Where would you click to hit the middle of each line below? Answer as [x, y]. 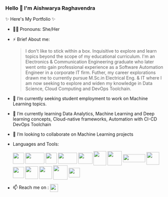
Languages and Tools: [36, 144]
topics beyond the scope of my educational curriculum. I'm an [90, 56]
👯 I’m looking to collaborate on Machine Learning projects [73, 134]
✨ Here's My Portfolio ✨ [30, 19]
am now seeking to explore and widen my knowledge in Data [89, 84]
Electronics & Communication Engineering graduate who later [90, 62]
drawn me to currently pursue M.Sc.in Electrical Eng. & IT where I [93, 78]
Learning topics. [30, 104]
